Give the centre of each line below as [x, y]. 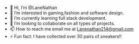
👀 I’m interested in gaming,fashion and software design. [67, 13]
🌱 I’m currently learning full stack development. [58, 18]
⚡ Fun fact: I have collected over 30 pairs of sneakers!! [66, 36]
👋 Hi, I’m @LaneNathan [34, 8]
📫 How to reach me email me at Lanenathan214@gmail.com [72, 29]
